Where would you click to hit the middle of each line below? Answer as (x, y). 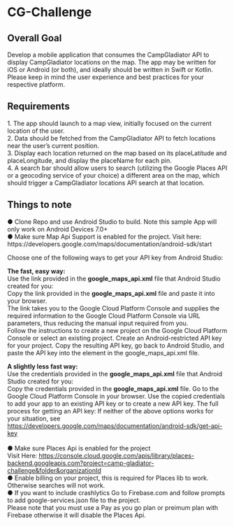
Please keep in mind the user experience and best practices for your (106, 77)
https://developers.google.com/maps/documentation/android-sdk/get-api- (115, 426)
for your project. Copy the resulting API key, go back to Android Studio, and (116, 345)
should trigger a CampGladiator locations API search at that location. (106, 183)
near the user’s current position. (53, 145)
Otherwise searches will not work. (56, 485)
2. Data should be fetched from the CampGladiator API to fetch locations (111, 138)
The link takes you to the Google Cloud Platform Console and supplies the (114, 308)
